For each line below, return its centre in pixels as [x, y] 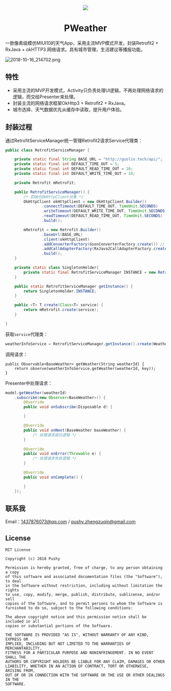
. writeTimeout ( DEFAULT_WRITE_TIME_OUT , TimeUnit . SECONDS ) [104, 211]
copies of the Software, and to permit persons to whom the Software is [84, 604]
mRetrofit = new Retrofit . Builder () [62, 230]
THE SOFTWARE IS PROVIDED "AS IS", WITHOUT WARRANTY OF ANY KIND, [77, 635]
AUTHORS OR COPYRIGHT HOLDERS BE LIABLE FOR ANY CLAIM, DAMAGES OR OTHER [85, 662]
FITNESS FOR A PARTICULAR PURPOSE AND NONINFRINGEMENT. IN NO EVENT [79, 653]
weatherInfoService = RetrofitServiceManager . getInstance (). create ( [79, 344]
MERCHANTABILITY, [24, 649]
